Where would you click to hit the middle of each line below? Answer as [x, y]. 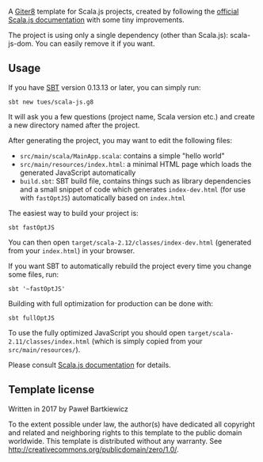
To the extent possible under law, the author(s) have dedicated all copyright [131, 424]
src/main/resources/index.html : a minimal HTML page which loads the [135, 164]
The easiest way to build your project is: [73, 213]
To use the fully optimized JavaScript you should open [97, 332]
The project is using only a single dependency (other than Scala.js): [118, 35]
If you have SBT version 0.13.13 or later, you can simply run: [105, 87]
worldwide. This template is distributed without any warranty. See [115, 441]
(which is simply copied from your [147, 341]
